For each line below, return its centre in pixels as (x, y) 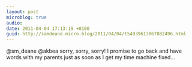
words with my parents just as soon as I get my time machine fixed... (91, 57)
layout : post (22, 12)
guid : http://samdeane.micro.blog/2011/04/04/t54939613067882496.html (96, 34)
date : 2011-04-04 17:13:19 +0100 (48, 28)
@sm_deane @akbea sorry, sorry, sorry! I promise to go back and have (94, 51)
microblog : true (26, 17)
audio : (14, 23)
